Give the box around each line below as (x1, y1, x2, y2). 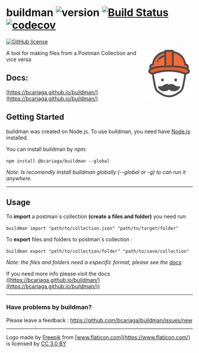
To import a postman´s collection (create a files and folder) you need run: (6, 213, 188, 220)
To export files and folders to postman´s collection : (6, 236, 133, 243)
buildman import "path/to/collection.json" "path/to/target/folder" (6, 225, 179, 232)
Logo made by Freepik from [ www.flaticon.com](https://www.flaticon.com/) (6, 333, 191, 341)
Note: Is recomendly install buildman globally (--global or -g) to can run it (6, 169, 186, 176)
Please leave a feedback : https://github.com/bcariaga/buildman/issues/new (6, 316, 192, 323)
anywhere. (6, 174, 33, 182)
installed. (6, 134, 28, 141)
